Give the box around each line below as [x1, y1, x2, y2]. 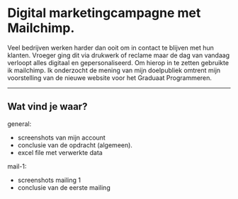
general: [7, 119, 32, 128]
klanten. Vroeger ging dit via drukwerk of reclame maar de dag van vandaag [7, 51, 230, 59]
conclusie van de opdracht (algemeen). [17, 140, 133, 149]
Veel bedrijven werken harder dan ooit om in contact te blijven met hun [7, 43, 215, 52]
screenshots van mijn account [17, 133, 106, 142]
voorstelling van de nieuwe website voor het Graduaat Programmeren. [7, 73, 212, 82]
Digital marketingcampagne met [7, 5, 201, 21]
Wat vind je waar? [7, 101, 88, 113]
